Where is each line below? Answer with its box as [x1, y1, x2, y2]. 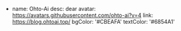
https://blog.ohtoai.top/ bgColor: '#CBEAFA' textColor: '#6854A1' [12, 18, 175, 25]
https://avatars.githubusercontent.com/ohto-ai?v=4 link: [12, 12, 154, 19]
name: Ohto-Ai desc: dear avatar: [12, 5, 96, 12]
